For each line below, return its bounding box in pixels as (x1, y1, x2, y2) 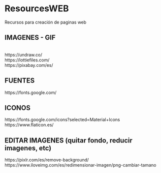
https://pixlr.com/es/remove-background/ (4, 157, 89, 163)
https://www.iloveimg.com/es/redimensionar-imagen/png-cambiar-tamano (4, 162, 157, 168)
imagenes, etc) (4, 144, 52, 152)
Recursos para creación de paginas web (4, 19, 87, 25)
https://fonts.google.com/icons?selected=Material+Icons (4, 116, 120, 123)
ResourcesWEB (4, 3, 69, 14)
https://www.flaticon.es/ (4, 122, 54, 128)
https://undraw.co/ (4, 52, 42, 58)
